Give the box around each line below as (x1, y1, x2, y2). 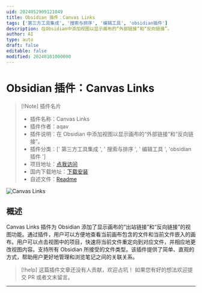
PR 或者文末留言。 (28, 274, 73, 281)
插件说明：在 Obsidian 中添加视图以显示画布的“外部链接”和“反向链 (29, 130, 194, 137)
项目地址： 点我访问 (29, 160, 78, 167)
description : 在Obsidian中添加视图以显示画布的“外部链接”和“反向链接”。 (6, 25, 173, 32)
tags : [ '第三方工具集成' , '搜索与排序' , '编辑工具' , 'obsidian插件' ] (6, 20, 168, 26)
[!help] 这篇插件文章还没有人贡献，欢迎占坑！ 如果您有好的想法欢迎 (20, 266, 188, 274)
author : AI (6, 31, 34, 37)
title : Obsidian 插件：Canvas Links (6, 14, 96, 20)
